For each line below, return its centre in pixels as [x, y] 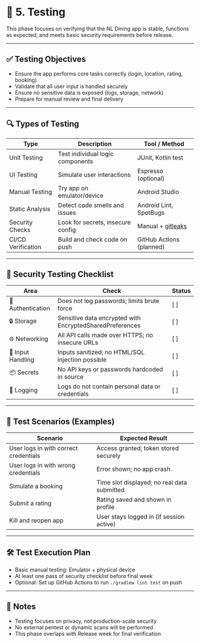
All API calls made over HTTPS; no [105, 335]
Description [95, 143]
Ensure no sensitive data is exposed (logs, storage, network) [89, 92]
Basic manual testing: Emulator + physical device [75, 570]
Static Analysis [30, 209]
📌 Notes [21, 607]
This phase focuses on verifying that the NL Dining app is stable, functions [98, 29]
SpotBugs [151, 213]
